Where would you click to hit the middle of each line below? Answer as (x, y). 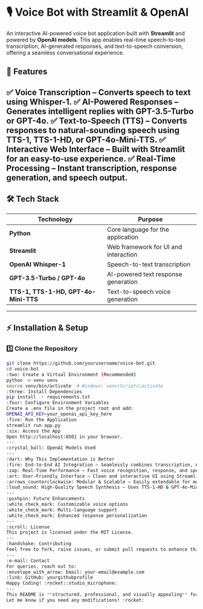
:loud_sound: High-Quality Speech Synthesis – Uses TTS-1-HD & (88, 487)
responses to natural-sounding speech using (93, 130)
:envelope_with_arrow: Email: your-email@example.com (76, 572)
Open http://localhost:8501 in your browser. (64, 437)
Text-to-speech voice (139, 291)
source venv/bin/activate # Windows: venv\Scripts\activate (85, 386)
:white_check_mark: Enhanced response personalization (77, 516)
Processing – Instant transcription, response (92, 168)
